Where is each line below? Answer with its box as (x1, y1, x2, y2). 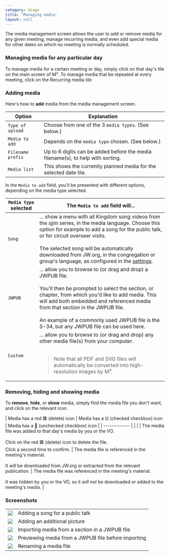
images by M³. (78, 368, 113, 375)
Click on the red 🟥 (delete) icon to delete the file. (5, 439, 108, 445)
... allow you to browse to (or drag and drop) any (39, 331, 154, 338)
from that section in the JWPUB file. (39, 304, 124, 311)
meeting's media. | (5, 484, 44, 490)
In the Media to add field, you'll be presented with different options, (5, 182, 146, 188)
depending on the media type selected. (5, 187, 87, 193)
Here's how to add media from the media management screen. (5, 101, 136, 107)
